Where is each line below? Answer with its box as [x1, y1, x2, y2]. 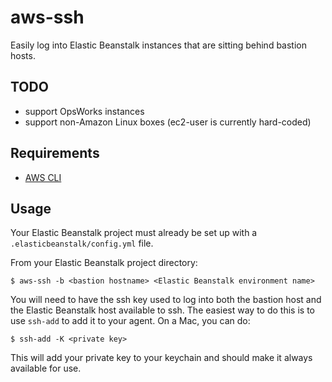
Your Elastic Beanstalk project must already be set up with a [10, 227, 258, 239]
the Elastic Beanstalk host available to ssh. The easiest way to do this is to [10, 304, 315, 316]
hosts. [10, 49, 36, 61]
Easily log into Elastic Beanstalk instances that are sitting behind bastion [10, 39, 307, 51]
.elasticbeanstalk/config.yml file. [10, 237, 154, 250]
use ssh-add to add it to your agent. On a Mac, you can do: [10, 315, 251, 327]
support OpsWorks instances [24, 105, 145, 117]
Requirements [10, 145, 100, 162]
